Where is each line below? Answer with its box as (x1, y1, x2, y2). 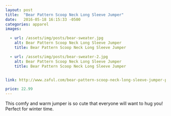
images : (5, 26, 22, 32)
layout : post (5, 7, 33, 13)
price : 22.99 (5, 86, 33, 92)
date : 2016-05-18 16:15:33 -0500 (5, 17, 81, 22)
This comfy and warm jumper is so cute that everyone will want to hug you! (5, 100, 163, 107)
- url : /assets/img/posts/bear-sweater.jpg (10, 36, 103, 41)
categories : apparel (5, 21, 49, 27)
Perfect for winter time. (5, 106, 54, 112)
